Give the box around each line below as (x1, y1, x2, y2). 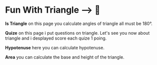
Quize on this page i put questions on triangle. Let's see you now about (5, 30, 150, 36)
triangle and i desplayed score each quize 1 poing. (5, 35, 107, 41)
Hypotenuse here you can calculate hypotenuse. (5, 44, 105, 50)
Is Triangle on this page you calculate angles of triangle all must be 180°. (5, 21, 153, 26)
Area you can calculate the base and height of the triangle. (5, 54, 125, 60)
